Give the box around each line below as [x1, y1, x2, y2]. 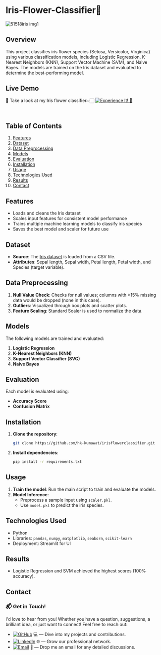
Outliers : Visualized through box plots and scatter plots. [12, 302, 127, 308]
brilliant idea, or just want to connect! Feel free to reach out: [5, 622, 128, 628]
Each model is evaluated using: [5, 388, 69, 395]
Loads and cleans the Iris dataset [12, 210, 81, 216]
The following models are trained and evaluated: [5, 335, 105, 341]
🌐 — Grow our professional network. [36, 639, 111, 645]
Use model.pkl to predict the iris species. [20, 502, 104, 508]
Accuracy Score [12, 398, 47, 404]
